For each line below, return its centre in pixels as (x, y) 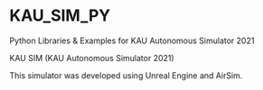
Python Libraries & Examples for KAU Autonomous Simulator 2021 (132, 40)
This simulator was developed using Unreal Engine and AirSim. (126, 75)
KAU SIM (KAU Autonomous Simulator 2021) (92, 58)
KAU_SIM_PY (60, 16)
